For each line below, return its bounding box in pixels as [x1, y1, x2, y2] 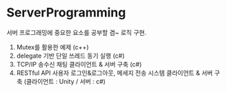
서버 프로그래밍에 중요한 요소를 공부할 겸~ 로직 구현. [6, 28, 147, 36]
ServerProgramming [6, 5, 126, 21]
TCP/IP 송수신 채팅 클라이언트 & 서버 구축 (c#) [16, 60, 142, 68]
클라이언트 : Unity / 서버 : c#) [26, 77, 106, 85]
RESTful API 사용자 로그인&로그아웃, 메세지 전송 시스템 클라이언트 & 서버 [16, 69, 213, 77]
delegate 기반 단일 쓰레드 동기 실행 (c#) [16, 51, 125, 60]
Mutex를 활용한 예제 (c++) [16, 43, 89, 51]
